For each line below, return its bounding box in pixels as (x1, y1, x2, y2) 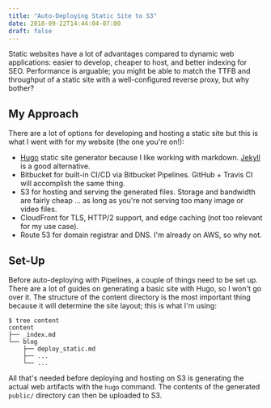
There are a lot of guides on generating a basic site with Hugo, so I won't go (8, 284, 261, 293)
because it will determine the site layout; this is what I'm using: (8, 301, 217, 310)
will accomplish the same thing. (19, 179, 125, 189)
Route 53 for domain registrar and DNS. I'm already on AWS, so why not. (19, 230, 263, 240)
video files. (19, 204, 57, 215)
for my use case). (19, 222, 79, 232)
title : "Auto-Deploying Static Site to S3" (8, 11, 158, 20)
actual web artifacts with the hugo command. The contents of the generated (8, 382, 260, 391)
